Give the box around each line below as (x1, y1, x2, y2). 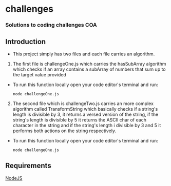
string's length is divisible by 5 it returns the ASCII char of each (12, 116, 146, 123)
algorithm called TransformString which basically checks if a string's (12, 106, 158, 112)
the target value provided (12, 71, 67, 77)
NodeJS (5, 175, 23, 181)
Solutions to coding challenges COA (5, 22, 98, 29)
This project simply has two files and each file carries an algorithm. (12, 51, 155, 57)
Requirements (5, 161, 51, 170)
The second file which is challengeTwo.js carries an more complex (12, 100, 154, 107)
